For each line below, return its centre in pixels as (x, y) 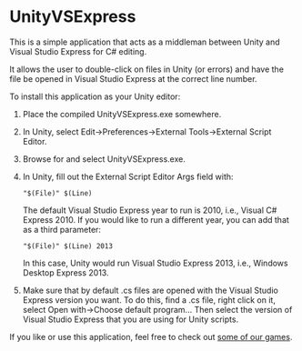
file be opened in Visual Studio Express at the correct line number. (133, 78)
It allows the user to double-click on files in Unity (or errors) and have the (147, 69)
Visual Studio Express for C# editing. (78, 51)
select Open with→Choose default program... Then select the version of (157, 309)
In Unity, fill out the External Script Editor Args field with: (128, 176)
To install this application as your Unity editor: (95, 96)
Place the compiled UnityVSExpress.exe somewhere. (122, 114)
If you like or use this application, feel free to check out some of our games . (151, 336)
